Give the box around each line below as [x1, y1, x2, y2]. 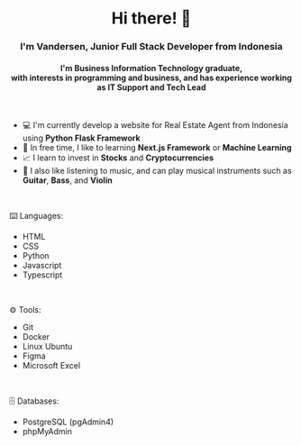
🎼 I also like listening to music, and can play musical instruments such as [22, 166, 292, 177]
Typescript [22, 269, 63, 280]
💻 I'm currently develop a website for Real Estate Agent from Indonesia [22, 120, 288, 131]
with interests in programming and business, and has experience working [10, 72, 293, 83]
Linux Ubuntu [22, 341, 73, 352]
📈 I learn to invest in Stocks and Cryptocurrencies [22, 152, 214, 163]
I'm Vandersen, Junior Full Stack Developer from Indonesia [19, 41, 284, 53]
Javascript [22, 260, 62, 271]
